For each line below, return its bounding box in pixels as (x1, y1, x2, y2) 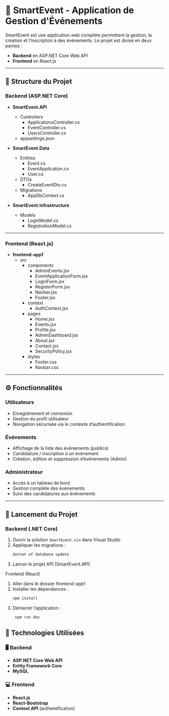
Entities (20, 155, 36, 161)
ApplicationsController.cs (27, 119, 80, 125)
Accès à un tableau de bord (12, 480, 70, 486)
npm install (12, 596, 38, 601)
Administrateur (5, 468, 43, 475)
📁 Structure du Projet (5, 77, 72, 86)
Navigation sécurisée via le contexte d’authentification (12, 421, 125, 427)
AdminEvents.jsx (35, 267, 70, 273)
